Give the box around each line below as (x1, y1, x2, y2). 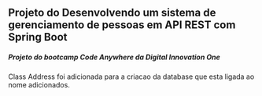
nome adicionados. (8, 80, 71, 90)
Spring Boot (8, 30, 68, 44)
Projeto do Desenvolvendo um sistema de (8, 6, 216, 20)
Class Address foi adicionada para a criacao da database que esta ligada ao (8, 72, 255, 81)
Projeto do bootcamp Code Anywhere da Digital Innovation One (8, 52, 220, 62)
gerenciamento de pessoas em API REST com (8, 19, 236, 32)
